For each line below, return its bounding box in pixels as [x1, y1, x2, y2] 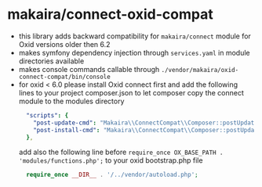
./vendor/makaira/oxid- [161, 66, 239, 74]
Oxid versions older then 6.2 [18, 39, 111, 49]
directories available [18, 56, 85, 66]
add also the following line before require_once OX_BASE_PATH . [18, 147, 224, 157]
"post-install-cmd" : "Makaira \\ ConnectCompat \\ [33, 126, 191, 134]
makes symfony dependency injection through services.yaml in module [18, 48, 250, 57]
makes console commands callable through [18, 64, 160, 74]
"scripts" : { [26, 111, 69, 119]
